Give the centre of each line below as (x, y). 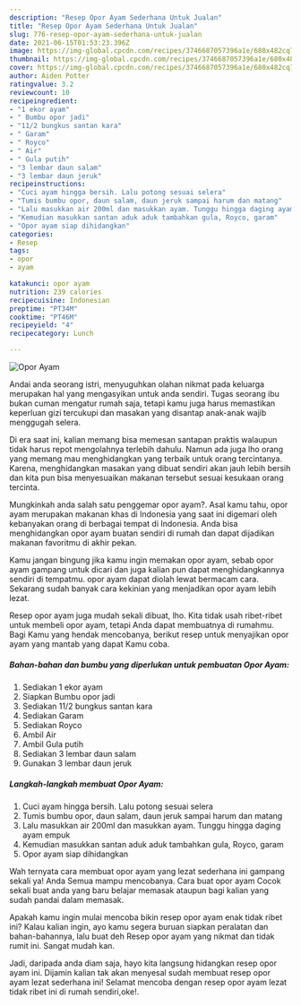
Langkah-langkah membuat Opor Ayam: (86, 784)
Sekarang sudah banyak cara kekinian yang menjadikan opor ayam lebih (143, 589)
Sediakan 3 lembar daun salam (79, 753)
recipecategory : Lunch (52, 334)
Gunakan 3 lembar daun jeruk (77, 763)
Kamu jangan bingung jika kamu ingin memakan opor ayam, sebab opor (142, 560)
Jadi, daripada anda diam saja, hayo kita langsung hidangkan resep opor (143, 963)
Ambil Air (39, 735)
